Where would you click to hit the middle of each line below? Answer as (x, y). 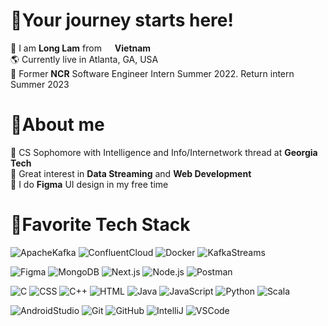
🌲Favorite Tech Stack (100, 225)
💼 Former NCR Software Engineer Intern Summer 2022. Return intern (152, 73)
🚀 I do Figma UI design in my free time (89, 184)
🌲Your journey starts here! (122, 20)
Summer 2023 (40, 84)
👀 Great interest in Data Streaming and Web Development (131, 173)
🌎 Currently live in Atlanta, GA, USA (84, 59)
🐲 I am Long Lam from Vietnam (81, 48)
